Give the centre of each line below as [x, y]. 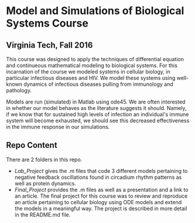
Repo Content [32, 145]
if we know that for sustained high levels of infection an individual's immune [97, 114]
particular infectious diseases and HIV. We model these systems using [91, 78]
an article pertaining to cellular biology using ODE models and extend [98, 202]
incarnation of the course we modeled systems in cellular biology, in [88, 71]
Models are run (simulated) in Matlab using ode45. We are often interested [96, 102]
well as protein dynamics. [45, 183]
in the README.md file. [42, 214]
